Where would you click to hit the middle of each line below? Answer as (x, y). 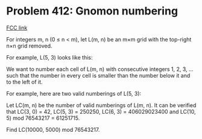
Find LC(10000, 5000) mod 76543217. (53, 129)
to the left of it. (25, 82)
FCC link (17, 28)
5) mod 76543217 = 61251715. (43, 118)
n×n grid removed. (29, 46)
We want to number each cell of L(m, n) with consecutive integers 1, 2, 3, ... (100, 69)
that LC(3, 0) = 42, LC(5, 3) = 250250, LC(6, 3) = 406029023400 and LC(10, (101, 111)
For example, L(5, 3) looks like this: (49, 57)
